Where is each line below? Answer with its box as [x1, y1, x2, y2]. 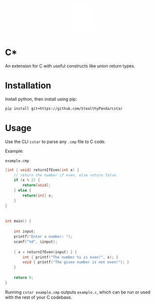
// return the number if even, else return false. [14, 173, 119, 178]
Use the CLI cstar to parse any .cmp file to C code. [5, 139, 106, 144]
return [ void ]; [22, 183, 51, 188]
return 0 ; [14, 275, 34, 280]
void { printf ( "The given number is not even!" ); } [22, 260, 130, 265]
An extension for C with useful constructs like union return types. [5, 63, 136, 69]
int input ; [14, 229, 36, 234]
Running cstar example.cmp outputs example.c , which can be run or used [5, 289, 151, 295]
